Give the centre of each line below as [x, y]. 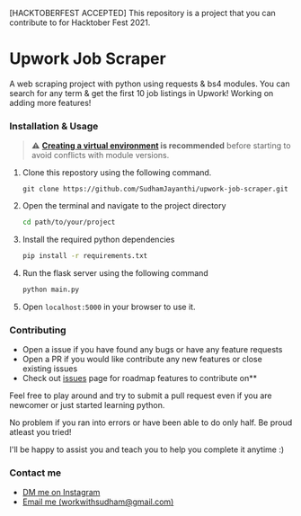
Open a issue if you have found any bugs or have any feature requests [152, 350]
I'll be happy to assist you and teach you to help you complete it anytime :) [147, 449]
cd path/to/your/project [69, 222]
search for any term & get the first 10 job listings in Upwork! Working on [142, 93]
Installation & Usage [54, 126]
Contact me [35, 473]
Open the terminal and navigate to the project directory [124, 206]
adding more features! [50, 102]
